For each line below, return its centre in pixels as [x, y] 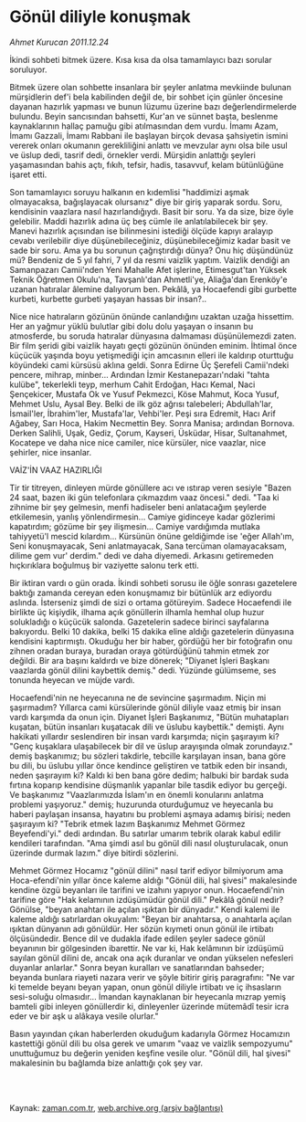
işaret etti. [28, 174]
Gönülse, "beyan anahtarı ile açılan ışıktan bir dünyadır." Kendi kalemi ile [145, 909]
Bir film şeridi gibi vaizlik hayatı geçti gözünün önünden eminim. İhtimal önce [153, 345]
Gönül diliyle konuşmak [100, 17]
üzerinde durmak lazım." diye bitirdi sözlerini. [94, 853]
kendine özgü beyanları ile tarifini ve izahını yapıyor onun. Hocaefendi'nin [147, 890]
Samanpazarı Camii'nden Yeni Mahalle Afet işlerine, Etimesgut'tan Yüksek [148, 269]
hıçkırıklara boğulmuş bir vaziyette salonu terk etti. [104, 565]
